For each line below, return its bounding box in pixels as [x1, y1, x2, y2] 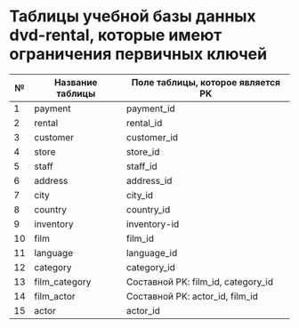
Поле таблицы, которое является [131, 76, 280, 88]
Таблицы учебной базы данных [9, 6, 256, 27]
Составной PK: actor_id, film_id [125, 290, 258, 302]
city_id [125, 188, 154, 201]
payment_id [125, 102, 175, 115]
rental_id [125, 116, 163, 129]
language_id [125, 246, 178, 259]
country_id [125, 203, 171, 215]
